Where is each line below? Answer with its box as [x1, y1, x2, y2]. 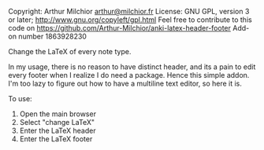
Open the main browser [19, 109, 97, 119]
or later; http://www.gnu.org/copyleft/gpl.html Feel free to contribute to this [8, 15, 252, 24]
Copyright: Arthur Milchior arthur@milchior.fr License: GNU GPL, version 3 [8, 7, 250, 16]
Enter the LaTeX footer [19, 134, 93, 144]
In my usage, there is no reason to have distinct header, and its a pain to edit [8, 62, 256, 71]
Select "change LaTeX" [19, 118, 95, 126]
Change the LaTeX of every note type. [8, 47, 132, 56]
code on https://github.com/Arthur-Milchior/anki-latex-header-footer [8, 24, 231, 32]
